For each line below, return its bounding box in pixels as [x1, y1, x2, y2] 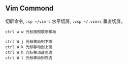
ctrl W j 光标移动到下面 [5, 39, 52, 44]
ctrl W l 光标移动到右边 [5, 55, 52, 60]
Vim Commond [5, 4, 54, 13]
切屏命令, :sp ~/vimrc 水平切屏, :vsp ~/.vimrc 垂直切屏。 [5, 18, 125, 24]
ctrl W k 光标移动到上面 [5, 44, 52, 50]
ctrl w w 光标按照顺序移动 [5, 29, 56, 35]
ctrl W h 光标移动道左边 [5, 50, 52, 55]
